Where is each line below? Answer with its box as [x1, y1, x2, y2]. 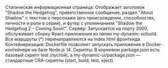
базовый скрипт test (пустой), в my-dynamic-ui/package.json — [5, 52, 141, 58]
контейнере [5, 47, 31, 52]
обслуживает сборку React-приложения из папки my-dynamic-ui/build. [5, 31, 158, 36]
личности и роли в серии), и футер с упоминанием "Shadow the [5, 20, 143, 26]
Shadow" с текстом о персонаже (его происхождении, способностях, [5, 15, 155, 20]
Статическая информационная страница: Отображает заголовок [5, 4, 145, 10]
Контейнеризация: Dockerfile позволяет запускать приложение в [5, 41, 145, 47]
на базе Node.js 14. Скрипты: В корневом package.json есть [31, 47, 160, 52]
